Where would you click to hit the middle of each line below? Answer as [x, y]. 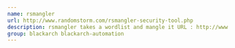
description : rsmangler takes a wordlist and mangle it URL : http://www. [119, 27]
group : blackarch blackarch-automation [66, 34]
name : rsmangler [31, 14]
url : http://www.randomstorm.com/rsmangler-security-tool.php [100, 20]
